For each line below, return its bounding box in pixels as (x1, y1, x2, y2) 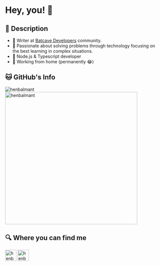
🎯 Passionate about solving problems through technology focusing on (12, 43, 156, 49)
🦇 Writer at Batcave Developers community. (12, 37, 102, 43)
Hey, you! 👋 (5, 4, 53, 16)
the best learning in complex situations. (12, 48, 93, 54)
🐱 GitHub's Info (5, 73, 56, 82)
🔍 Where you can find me (5, 234, 87, 242)
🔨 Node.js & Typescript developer (12, 53, 81, 59)
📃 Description (5, 24, 48, 33)
